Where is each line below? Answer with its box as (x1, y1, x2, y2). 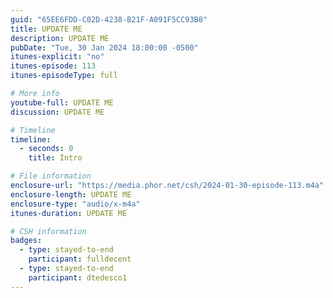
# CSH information (10, 226, 87, 236)
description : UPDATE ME (10, 33, 110, 43)
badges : (10, 236, 43, 246)
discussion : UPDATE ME (10, 107, 105, 117)
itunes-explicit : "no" (10, 52, 105, 62)
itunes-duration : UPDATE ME (10, 208, 128, 218)
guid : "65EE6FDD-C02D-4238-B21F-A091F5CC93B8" (10, 14, 208, 25)
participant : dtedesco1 (28, 272, 128, 283)
